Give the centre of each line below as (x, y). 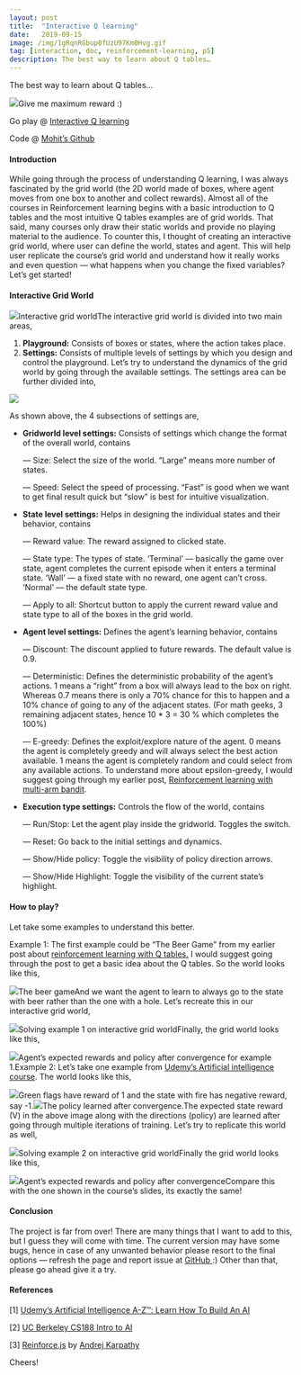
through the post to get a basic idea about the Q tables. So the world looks (147, 963)
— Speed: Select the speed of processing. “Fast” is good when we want (156, 488)
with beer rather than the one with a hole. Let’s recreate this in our (132, 1001)
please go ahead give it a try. (63, 1269)
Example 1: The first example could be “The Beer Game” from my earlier (142, 944)
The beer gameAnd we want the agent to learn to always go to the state (151, 992)
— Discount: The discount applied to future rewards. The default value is (157, 650)
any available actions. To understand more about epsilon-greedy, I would (157, 770)
